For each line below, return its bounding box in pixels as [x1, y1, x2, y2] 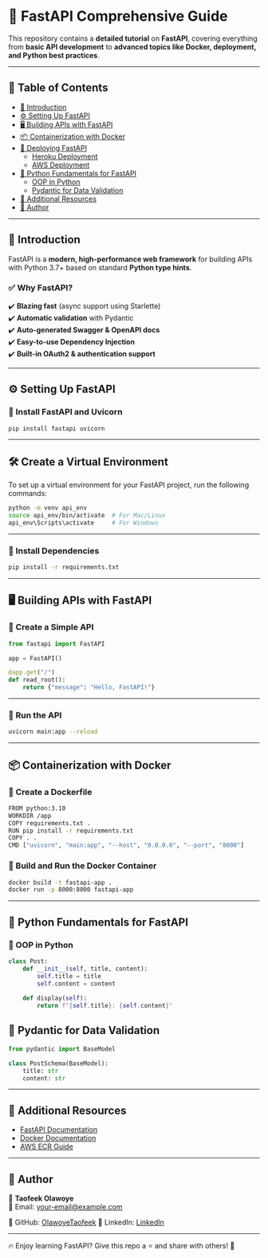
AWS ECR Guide [19, 1142, 73, 1151]
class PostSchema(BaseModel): [8, 1059, 109, 1067]
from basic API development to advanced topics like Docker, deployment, [8, 41, 257, 51]
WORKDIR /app [8, 812, 52, 820]
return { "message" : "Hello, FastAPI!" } [22, 683, 156, 692]
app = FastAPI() [8, 654, 62, 662]
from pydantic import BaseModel [8, 1044, 116, 1053]
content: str [22, 1074, 66, 1083]
